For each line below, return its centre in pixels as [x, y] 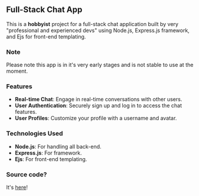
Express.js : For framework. [48, 153]
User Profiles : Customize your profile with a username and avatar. [96, 118]
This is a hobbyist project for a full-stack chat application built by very [92, 24]
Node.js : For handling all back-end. [58, 146]
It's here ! [17, 187]
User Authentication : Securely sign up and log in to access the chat [98, 105]
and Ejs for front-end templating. [46, 36]
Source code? [27, 174]
